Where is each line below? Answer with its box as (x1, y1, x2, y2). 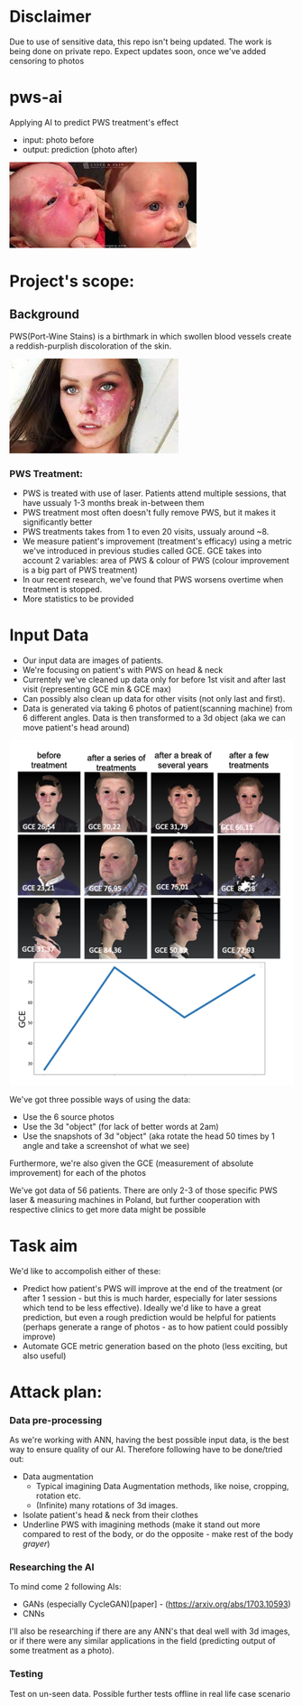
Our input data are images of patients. (22, 655, 164, 666)
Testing (9, 1668, 43, 1681)
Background (9, 307, 79, 322)
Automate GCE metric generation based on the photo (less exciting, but (22, 1340, 288, 1351)
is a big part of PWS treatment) (22, 564, 138, 575)
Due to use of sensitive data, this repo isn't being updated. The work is (9, 36, 272, 47)
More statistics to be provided (22, 593, 134, 604)
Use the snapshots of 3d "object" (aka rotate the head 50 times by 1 (22, 1131, 275, 1142)
